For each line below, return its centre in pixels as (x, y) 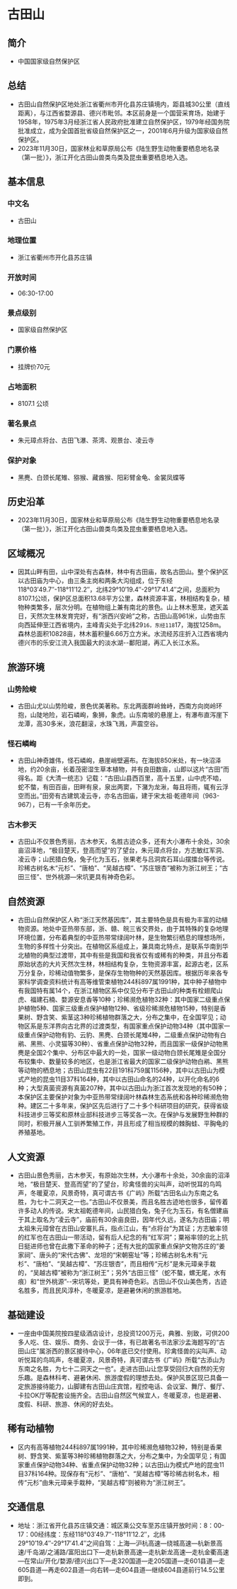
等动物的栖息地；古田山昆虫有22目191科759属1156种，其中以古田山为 (118, 1070)
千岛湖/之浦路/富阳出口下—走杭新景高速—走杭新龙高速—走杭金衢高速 (127, 1551)
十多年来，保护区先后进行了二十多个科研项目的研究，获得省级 (138, 1106)
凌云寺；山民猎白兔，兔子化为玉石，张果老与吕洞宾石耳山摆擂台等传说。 (123, 859)
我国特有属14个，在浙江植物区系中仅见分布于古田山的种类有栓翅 (117, 991)
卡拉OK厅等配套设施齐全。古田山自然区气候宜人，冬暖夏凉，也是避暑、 (121, 1395)
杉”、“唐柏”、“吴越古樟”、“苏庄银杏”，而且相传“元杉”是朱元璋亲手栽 (117, 1264)
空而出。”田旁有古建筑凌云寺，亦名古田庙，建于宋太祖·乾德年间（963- (118, 796)
